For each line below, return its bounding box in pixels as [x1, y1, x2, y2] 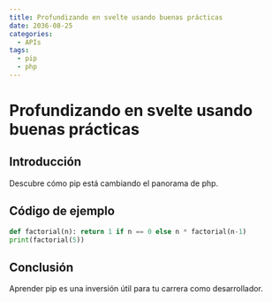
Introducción [9, 154, 82, 169]
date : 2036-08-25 [9, 21, 73, 30]
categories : [9, 29, 53, 38]
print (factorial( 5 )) [9, 236, 86, 244]
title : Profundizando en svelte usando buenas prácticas [9, 12, 223, 22]
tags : [9, 46, 29, 55]
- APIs [17, 37, 42, 47]
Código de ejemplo [9, 204, 115, 219]
